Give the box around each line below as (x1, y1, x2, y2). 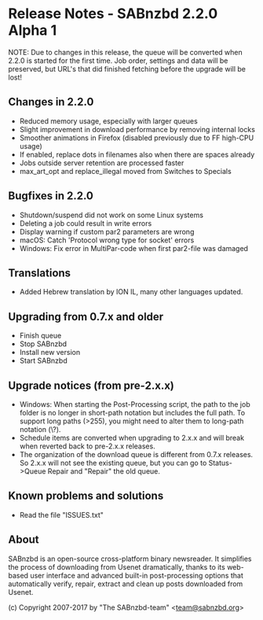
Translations (8, 266, 71, 279)
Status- (208, 458, 233, 467)
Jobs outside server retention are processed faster (19, 158, 184, 168)
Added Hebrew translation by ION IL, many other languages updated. (19, 287, 243, 297)
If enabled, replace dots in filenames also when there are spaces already (19, 149, 255, 159)
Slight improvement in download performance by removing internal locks (19, 124, 255, 134)
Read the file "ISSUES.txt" (19, 510, 104, 519)
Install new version (19, 348, 81, 357)
